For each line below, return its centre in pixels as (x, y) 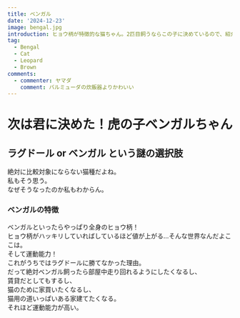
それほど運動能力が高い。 (45, 307)
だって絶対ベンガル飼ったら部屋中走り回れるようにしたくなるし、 (104, 272)
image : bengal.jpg (35, 27)
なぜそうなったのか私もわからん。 (57, 189)
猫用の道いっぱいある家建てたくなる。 (64, 298)
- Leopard (28, 61)
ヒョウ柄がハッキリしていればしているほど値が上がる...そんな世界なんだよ (116, 236)
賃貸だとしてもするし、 (42, 280)
